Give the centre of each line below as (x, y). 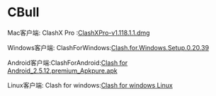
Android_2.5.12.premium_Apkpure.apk (63, 71)
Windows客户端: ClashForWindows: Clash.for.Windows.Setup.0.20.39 (108, 47)
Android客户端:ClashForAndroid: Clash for (68, 62)
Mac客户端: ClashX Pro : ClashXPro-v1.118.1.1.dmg (79, 32)
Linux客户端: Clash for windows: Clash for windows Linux (90, 85)
